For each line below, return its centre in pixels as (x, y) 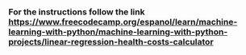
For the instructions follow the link (77, 12)
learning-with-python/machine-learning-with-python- (118, 32)
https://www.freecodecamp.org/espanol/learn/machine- (123, 22)
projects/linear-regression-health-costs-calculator (111, 41)
